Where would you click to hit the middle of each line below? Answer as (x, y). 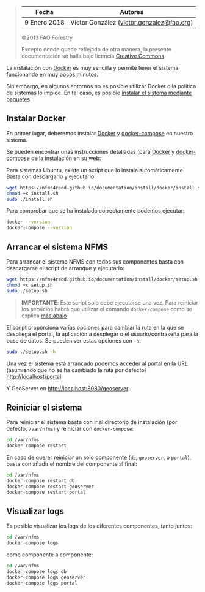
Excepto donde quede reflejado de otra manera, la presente (96, 49)
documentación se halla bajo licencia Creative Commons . (93, 56)
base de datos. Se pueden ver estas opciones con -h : (74, 340)
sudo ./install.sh (30, 199)
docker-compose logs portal (42, 583)
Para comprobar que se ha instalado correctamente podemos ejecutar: (95, 211)
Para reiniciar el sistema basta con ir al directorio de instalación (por (92, 422)
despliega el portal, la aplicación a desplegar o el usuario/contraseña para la (102, 334)
